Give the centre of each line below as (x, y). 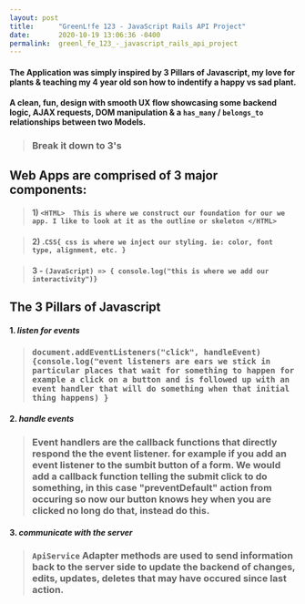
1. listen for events (45, 330)
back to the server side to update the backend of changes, (163, 568)
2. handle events (42, 419)
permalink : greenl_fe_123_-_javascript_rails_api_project (124, 43)
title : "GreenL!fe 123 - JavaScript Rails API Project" (128, 26)
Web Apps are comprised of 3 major (114, 175)
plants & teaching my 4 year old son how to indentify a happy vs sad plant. (153, 82)
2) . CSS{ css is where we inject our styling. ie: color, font (152, 241)
